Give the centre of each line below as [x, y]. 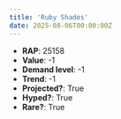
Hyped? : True [47, 97]
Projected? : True [53, 88]
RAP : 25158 [43, 50]
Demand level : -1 [53, 69]
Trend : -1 [38, 78]
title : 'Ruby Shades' [49, 17]
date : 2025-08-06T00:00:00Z [61, 26]
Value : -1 [38, 60]
